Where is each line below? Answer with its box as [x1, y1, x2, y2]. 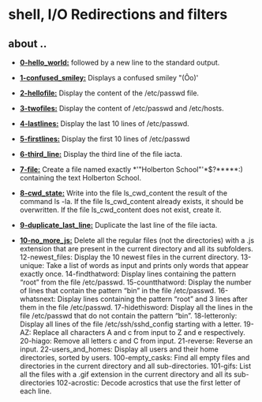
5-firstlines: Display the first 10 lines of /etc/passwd [19, 134, 190, 143]
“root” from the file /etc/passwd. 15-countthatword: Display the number [19, 277, 252, 287]
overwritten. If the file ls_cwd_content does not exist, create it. [19, 205, 222, 214]
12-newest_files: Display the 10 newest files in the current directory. [19, 252, 239, 262]
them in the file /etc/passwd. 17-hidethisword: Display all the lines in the [19, 303, 253, 312]
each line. [19, 386, 52, 396]
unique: [19, 261, 45, 270]
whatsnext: [19, 294, 56, 303]
